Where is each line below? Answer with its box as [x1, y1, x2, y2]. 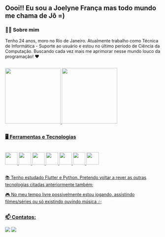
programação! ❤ [5, 53, 39, 59]
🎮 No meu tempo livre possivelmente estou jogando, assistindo [5, 192, 135, 197]
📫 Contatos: [5, 213, 36, 220]
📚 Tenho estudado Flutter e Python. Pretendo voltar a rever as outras [5, 175, 147, 181]
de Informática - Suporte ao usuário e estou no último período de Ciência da [5, 43, 160, 49]
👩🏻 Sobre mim [5, 27, 39, 34]
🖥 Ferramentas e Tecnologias [5, 133, 76, 140]
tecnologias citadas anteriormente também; [5, 182, 94, 188]
